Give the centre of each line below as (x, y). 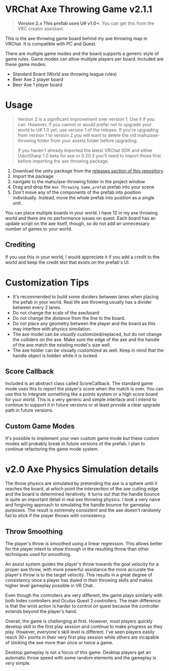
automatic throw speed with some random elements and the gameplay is (81, 658)
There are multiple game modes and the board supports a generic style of (82, 53)
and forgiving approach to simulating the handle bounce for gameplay (78, 505)
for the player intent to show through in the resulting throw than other (77, 549)
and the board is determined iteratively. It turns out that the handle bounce (82, 494)
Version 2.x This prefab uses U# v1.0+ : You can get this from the (86, 23)
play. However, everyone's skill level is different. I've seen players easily (80, 632)
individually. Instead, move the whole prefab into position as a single (83, 197)
